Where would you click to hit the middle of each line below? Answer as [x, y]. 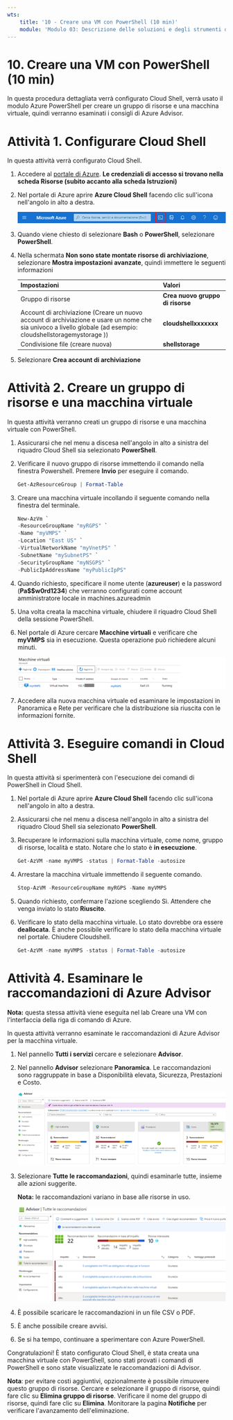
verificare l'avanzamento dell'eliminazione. [68, 1410]
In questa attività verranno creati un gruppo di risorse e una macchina [107, 422]
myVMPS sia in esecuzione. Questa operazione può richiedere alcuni [116, 640]
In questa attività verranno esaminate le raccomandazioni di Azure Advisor [114, 1033]
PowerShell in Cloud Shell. [45, 785]
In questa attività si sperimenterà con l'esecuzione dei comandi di [101, 777]
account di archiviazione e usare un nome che [86, 320]
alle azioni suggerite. [47, 1183]
